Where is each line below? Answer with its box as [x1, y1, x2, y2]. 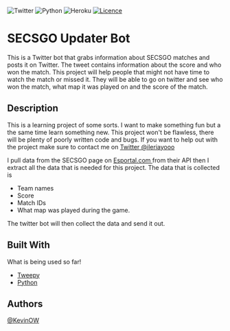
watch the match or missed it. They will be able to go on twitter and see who [7, 75, 223, 83]
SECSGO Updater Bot [7, 31, 130, 46]
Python [16, 278, 38, 286]
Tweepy [16, 270, 40, 279]
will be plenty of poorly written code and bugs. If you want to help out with [7, 135, 218, 144]
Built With [7, 239, 50, 251]
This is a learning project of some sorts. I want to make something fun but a [7, 120, 221, 129]
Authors [7, 298, 43, 310]
